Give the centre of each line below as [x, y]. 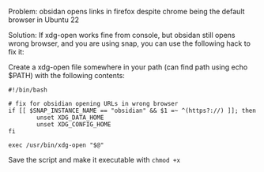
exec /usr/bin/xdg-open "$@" [56, 145]
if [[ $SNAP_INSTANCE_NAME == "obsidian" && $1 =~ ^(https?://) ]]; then [132, 110]
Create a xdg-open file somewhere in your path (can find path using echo [128, 67]
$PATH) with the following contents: [66, 75]
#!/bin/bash [28, 90]
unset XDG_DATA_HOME [70, 118]
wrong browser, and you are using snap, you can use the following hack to [130, 43]
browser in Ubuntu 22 [43, 20]
